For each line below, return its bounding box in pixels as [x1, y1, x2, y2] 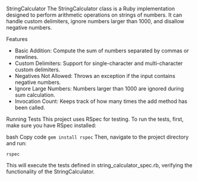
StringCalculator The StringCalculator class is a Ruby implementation [6, 5, 175, 12]
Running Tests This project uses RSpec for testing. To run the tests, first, [6, 116, 184, 123]
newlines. [14, 54, 39, 60]
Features [6, 36, 28, 42]
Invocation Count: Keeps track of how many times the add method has [14, 98, 187, 105]
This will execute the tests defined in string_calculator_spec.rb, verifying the [6, 162, 193, 168]
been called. [14, 104, 46, 111]
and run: [6, 140, 27, 146]
